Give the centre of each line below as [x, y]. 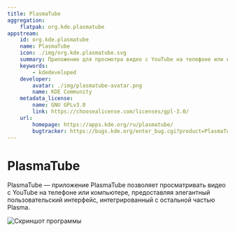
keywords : [34, 66]
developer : [36, 79]
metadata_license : [47, 99]
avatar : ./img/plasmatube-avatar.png [87, 86]
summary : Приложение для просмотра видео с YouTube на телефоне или [122, 60]
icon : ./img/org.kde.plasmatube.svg [73, 53]
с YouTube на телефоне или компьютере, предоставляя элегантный [109, 193]
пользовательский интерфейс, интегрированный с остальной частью [111, 200]
